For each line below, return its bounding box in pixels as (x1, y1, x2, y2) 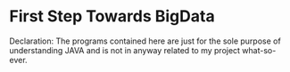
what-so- (242, 44, 277, 55)
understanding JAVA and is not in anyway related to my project (9, 44, 241, 55)
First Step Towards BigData (9, 6, 216, 27)
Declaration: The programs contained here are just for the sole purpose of (9, 36, 281, 46)
